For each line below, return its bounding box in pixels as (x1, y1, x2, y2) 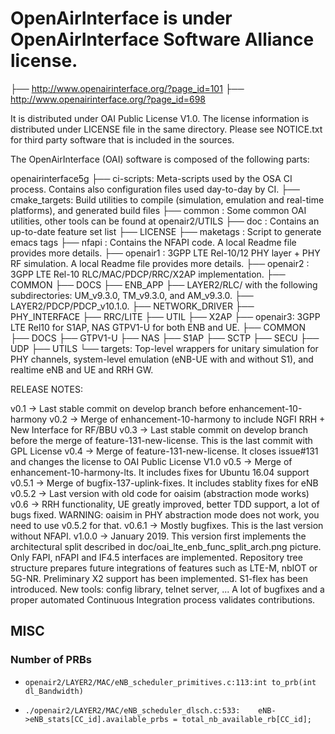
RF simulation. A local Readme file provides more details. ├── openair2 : (10, 257, 310, 269)
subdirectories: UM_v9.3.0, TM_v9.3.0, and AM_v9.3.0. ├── (10, 289, 254, 301)
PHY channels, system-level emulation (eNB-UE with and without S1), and (10, 353, 314, 365)
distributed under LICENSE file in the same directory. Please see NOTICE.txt (10, 123, 323, 135)
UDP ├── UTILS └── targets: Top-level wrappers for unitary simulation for (10, 342, 319, 354)
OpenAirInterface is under (10, 7, 233, 30)
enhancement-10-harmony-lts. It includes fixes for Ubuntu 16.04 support (10, 466, 310, 478)
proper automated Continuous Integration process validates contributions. (10, 593, 316, 606)
